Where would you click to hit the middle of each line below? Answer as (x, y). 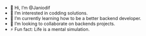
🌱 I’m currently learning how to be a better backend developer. (76, 18)
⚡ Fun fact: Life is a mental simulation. (50, 29)
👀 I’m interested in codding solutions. (49, 13)
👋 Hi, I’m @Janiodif (30, 8)
